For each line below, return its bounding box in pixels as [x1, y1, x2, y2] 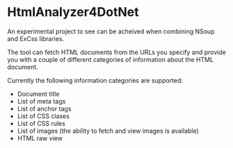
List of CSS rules [17, 119, 66, 127]
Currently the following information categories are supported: [7, 76, 183, 84]
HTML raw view [17, 133, 63, 142]
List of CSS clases [17, 112, 70, 120]
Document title [17, 90, 60, 98]
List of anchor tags [17, 104, 72, 113]
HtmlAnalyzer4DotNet [7, 4, 139, 20]
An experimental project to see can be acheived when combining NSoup [7, 27, 215, 35]
